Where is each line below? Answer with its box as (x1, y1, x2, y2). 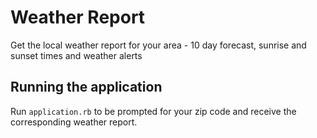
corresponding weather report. (10, 116, 138, 128)
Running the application (10, 79, 163, 96)
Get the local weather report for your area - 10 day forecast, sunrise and (10, 39, 307, 51)
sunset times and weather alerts (10, 49, 143, 61)
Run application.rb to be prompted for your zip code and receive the (10, 105, 297, 117)
